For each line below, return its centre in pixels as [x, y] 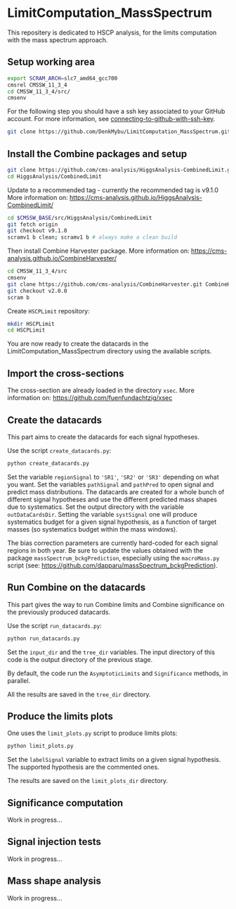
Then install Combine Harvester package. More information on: [98, 251]
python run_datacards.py [44, 639]
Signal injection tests [54, 842]
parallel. [19, 680]
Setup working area [51, 62]
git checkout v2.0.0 [38, 291]
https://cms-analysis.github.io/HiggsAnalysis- [136, 197]
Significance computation [65, 803]
